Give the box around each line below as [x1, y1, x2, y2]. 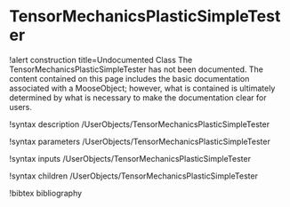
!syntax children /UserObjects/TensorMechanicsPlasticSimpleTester [9, 171, 258, 181]
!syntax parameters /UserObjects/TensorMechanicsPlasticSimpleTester [9, 136, 271, 147]
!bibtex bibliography [9, 187, 83, 198]
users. [9, 101, 33, 112]
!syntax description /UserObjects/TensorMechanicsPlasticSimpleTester [9, 118, 270, 130]
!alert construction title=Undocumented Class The [9, 54, 193, 65]
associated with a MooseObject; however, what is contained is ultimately [9, 83, 276, 93]
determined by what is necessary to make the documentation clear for [9, 92, 267, 103]
